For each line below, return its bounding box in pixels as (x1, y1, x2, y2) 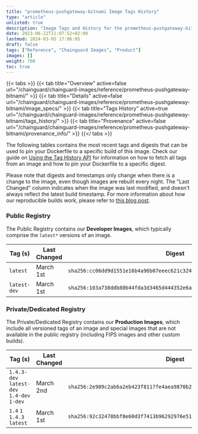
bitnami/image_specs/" (6, 105, 62, 112)
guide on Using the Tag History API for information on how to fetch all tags (6, 154, 187, 161)
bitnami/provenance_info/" (6, 130, 71, 137)
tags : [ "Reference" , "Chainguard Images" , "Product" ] (6, 47, 141, 53)
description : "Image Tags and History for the (6, 25, 123, 31)
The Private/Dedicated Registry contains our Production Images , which (6, 318, 180, 325)
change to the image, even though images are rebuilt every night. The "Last (6, 178, 190, 185)
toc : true (6, 63, 31, 70)
